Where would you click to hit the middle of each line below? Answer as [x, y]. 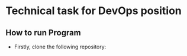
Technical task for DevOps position [93, 11]
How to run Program [43, 33]
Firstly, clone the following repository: [60, 47]
